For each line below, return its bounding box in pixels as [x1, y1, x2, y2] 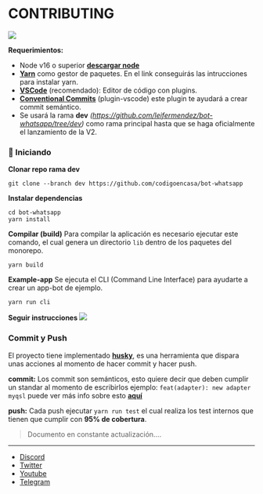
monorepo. [8, 246, 44, 256]
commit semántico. [19, 102, 81, 111]
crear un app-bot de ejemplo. [8, 283, 103, 292]
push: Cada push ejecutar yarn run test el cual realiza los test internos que [8, 405, 254, 416]
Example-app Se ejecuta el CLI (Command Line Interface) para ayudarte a [8, 275, 248, 285]
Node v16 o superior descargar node [19, 60, 140, 70]
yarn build [8, 261, 44, 269]
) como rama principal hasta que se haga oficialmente [81, 118, 255, 128]
